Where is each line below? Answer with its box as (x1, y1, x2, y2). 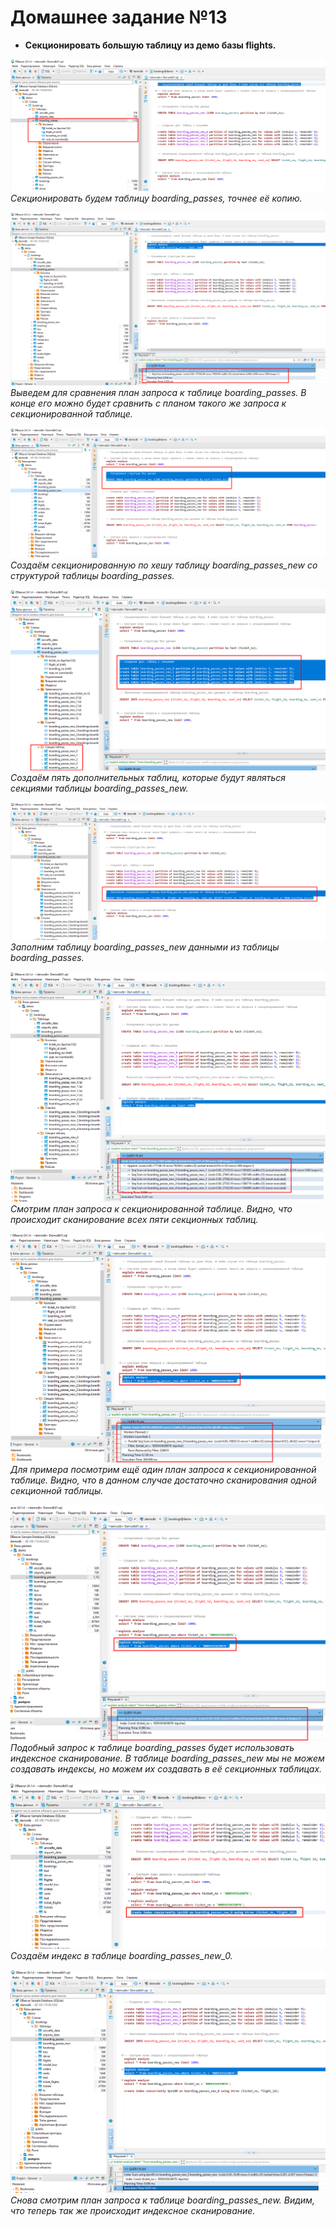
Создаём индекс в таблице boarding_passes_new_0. (10, 1949, 233, 1961)
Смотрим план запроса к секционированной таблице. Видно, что (10, 1202, 293, 1215)
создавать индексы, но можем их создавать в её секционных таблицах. (10, 1762, 323, 1775)
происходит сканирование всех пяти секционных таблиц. (10, 1213, 259, 1225)
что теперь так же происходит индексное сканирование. (10, 2205, 256, 2217)
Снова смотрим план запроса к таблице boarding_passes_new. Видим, (10, 2194, 315, 2206)
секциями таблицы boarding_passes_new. (10, 782, 189, 794)
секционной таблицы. (10, 1484, 104, 1496)
